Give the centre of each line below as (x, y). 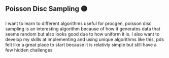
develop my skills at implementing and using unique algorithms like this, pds (84, 39)
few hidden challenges (29, 50)
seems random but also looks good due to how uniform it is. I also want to (82, 34)
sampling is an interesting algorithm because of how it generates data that (83, 28)
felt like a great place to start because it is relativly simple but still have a (81, 44)
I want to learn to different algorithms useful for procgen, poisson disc (78, 23)
